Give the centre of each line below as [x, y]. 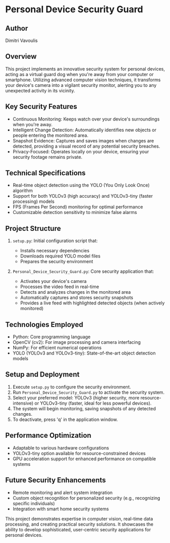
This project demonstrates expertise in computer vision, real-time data [79, 518]
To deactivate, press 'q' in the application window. [65, 419]
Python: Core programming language [51, 337]
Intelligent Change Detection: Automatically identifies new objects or [84, 130]
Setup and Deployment [42, 375]
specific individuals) [34, 503]
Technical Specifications [46, 173]
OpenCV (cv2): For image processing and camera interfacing [77, 342]
